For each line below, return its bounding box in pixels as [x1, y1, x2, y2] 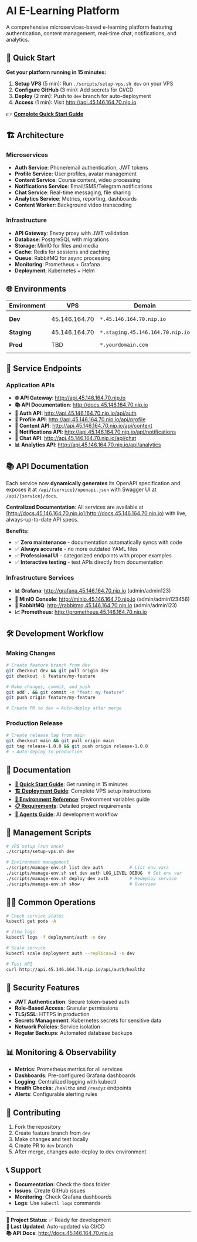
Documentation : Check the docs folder [14, 1180, 110, 1187]
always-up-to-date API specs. [6, 516, 79, 523]
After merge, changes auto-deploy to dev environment [14, 1148, 147, 1155]
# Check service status [6, 913, 64, 919]
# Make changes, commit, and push [6, 683, 91, 690]
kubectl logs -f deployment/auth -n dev [6, 935, 107, 940]
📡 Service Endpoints [6, 363, 82, 373]
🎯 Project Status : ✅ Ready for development [6, 1216, 111, 1223]
